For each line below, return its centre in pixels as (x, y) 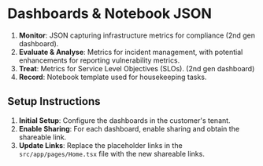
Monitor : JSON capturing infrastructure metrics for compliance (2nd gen (137, 35)
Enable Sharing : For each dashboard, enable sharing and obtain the (129, 128)
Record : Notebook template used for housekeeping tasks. (113, 77)
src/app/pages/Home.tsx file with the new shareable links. (112, 153)
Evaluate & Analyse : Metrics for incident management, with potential (131, 52)
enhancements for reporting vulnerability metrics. (99, 60)
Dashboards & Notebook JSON (109, 14)
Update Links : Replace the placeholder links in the (100, 145)
